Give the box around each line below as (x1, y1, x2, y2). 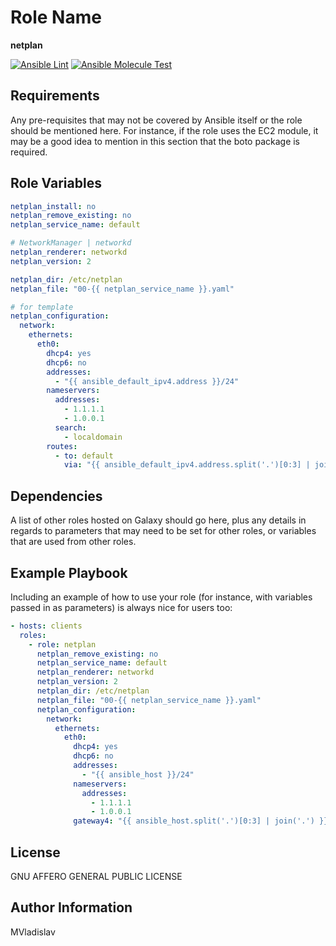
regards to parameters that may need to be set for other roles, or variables (10, 525, 317, 537)
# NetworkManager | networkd (10, 238, 132, 248)
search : (54, 422, 87, 433)
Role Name (10, 6, 102, 29)
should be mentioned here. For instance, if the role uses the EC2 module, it (10, 124, 319, 136)
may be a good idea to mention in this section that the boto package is (10, 135, 301, 147)
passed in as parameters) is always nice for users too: (10, 601, 233, 613)
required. (10, 146, 48, 158)
